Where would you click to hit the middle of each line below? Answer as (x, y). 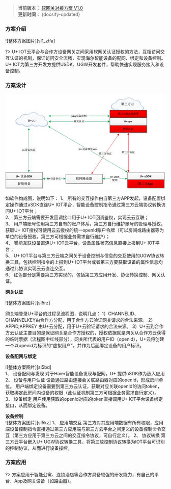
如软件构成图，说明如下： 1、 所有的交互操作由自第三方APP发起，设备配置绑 (85, 198)
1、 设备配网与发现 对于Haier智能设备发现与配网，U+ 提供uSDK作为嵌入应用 (85, 373)
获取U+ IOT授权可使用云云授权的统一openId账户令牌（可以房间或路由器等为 (85, 230)
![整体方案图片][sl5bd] (28, 367)
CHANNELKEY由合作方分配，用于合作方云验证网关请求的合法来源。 (76, 320)
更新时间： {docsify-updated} (49, 14)
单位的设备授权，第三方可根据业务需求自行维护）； (58, 236)
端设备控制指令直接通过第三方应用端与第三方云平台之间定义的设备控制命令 (83, 429)
